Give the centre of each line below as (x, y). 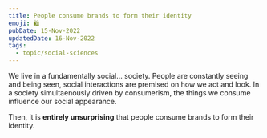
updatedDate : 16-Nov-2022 (51, 38)
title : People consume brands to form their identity (100, 16)
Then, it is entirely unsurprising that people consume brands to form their (131, 117)
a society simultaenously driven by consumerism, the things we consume (129, 93)
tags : (17, 46)
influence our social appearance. (63, 101)
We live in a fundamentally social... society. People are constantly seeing (128, 76)
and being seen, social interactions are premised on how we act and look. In (134, 84)
